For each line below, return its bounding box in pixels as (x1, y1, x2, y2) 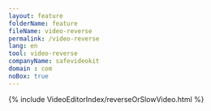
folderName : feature (8, 19, 79, 28)
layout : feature (8, 11, 63, 20)
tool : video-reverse (8, 49, 79, 58)
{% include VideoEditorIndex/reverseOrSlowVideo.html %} (8, 94, 205, 104)
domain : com (8, 65, 53, 73)
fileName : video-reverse (8, 27, 93, 35)
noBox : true (8, 72, 49, 80)
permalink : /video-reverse (8, 34, 100, 43)
